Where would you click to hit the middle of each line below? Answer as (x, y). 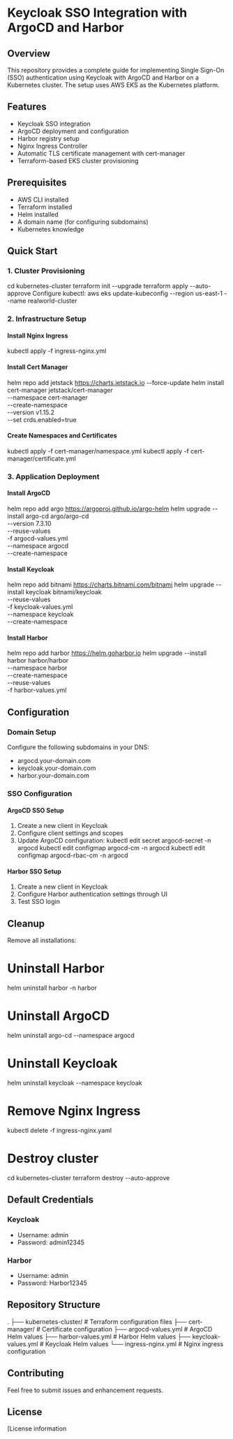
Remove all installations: (42, 940)
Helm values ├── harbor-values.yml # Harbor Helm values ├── (99, 1336)
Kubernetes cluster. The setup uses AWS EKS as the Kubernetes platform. (113, 85)
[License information (37, 1429)
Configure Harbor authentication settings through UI (92, 894)
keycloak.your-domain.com (57, 768)
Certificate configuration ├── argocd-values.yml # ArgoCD (127, 1329)
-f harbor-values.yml (37, 690)
